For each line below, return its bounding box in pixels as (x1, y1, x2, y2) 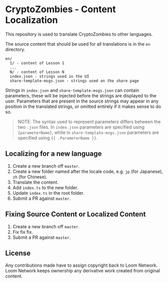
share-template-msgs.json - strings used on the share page (10, 78, 139, 83)
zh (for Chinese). (12, 173, 48, 180)
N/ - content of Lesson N (10, 69, 65, 75)
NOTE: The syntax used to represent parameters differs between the (17, 118, 161, 125)
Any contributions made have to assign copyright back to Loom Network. (5, 262, 158, 268)
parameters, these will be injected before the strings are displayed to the (5, 92, 157, 98)
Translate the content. (12, 179, 59, 185)
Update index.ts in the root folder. (12, 190, 85, 196)
